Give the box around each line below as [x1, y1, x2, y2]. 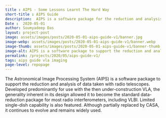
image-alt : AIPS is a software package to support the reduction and [5, 48, 152, 53]
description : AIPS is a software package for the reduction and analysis [5, 16, 163, 21]
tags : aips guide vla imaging [5, 58, 68, 63]
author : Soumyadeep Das [5, 26, 54, 31]
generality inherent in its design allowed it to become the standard [5, 92, 140, 98]
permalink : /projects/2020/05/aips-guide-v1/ [5, 53, 100, 58]
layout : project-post [5, 30, 50, 35]
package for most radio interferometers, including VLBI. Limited [25, 97, 155, 103]
